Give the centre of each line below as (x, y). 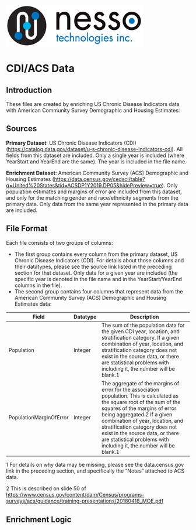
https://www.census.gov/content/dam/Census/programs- (75, 495)
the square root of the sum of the (141, 402)
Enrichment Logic (39, 519)
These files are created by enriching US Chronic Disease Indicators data (93, 104)
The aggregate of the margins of (140, 383)
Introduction (29, 90)
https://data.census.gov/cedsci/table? (99, 179)
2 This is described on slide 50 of (46, 488)
